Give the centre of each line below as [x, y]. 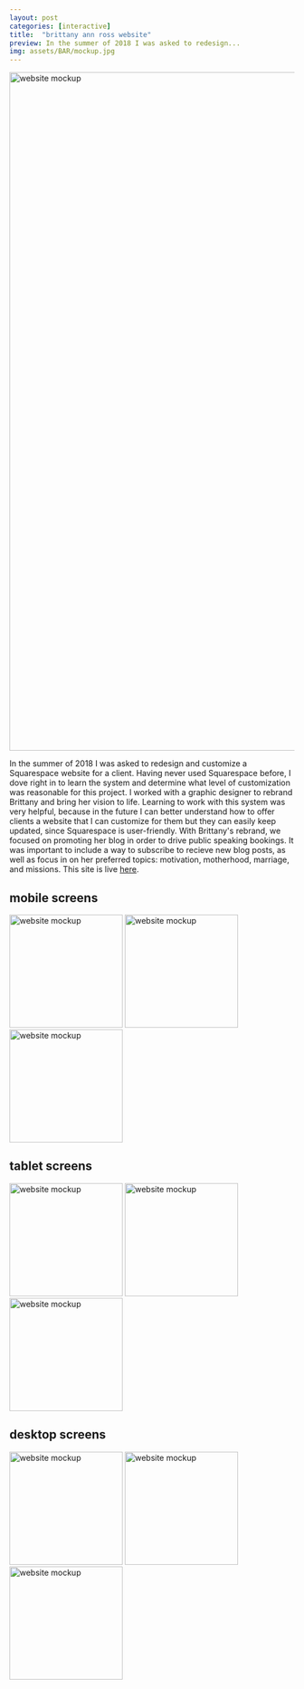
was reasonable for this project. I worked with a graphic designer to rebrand [151, 792]
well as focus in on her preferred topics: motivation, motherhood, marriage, [149, 859]
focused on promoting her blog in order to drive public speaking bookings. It [152, 840]
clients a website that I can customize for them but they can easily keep [143, 821]
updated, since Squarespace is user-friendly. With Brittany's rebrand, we [145, 831]
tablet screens [51, 1167]
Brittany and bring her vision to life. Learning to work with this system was [147, 802]
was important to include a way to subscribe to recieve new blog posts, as [148, 850]
